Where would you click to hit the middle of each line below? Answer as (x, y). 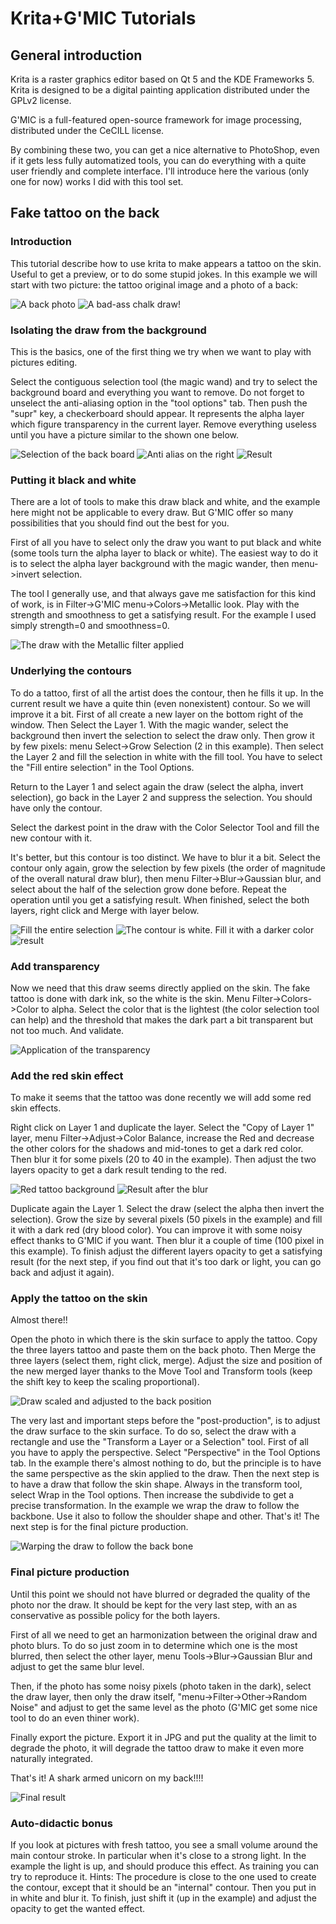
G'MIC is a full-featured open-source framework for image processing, (156, 120)
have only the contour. (56, 808)
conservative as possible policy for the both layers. (115, 1615)
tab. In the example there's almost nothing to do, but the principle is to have (166, 1463)
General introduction (76, 55)
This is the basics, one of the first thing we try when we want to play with (161, 351)
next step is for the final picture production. (99, 1527)
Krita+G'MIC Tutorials (103, 18)
